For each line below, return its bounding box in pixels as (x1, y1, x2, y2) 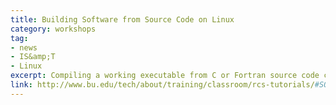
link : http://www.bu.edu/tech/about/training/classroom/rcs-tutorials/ (10, 80, 315, 90)
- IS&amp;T (10, 52, 56, 62)
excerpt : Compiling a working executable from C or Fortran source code (10, 71, 320, 81)
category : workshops (10, 24, 97, 34)
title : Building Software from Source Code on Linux (10, 14, 235, 25)
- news (10, 42, 38, 53)
